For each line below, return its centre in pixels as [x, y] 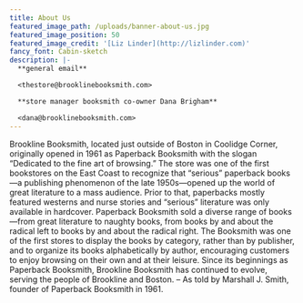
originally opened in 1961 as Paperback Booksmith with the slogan [133, 153]
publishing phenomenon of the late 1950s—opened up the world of [150, 182]
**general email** [53, 69]
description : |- [40, 60]
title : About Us [40, 18]
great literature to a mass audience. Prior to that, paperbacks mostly [137, 192]
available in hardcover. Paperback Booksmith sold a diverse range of [138, 211]
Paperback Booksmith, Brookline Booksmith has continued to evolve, [139, 269]
